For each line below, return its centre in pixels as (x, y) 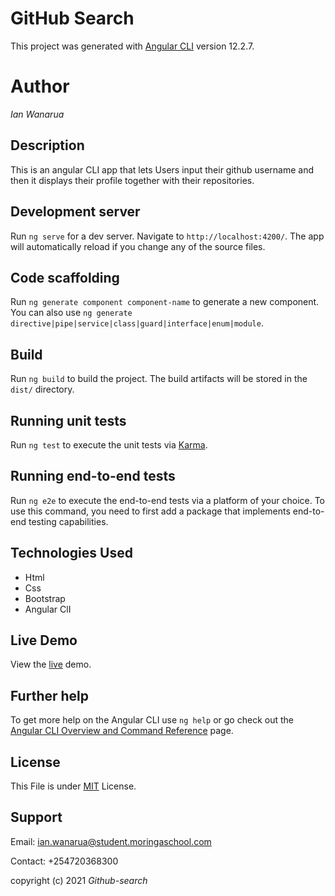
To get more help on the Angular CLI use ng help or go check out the (152, 720)
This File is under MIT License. (73, 786)
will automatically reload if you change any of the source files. (138, 246)
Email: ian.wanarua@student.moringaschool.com (111, 841)
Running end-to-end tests (93, 476)
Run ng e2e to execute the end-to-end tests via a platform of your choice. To (168, 500)
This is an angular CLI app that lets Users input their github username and (162, 169)
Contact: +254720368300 (64, 861)
